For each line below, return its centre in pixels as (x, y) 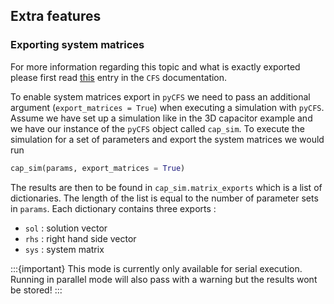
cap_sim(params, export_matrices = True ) (98, 168)
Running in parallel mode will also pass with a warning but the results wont (164, 279)
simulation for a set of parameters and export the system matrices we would (167, 139)
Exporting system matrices (77, 45)
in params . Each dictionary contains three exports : (113, 208)
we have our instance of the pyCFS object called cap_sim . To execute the (157, 128)
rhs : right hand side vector (80, 238)
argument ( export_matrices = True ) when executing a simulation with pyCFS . (167, 107)
